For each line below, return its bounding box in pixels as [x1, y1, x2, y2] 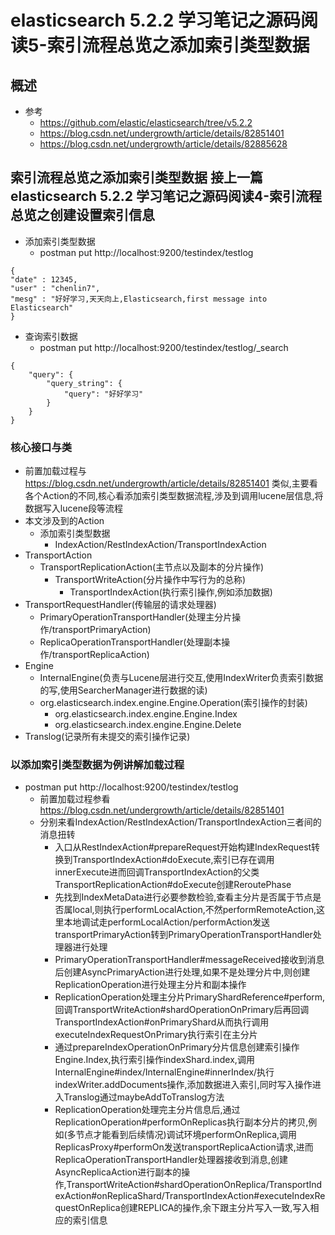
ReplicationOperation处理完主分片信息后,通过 [54, 1104, 241, 1116]
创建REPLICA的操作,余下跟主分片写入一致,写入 [119, 1202, 311, 1214]
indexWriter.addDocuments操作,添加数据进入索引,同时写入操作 [54, 1079, 313, 1091]
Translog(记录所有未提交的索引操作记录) [24, 731, 191, 743]
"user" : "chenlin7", [10, 283, 101, 293]
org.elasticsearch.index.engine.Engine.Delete [54, 719, 242, 731]
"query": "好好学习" [63, 389, 144, 399]
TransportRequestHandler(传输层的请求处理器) [24, 599, 217, 611]
